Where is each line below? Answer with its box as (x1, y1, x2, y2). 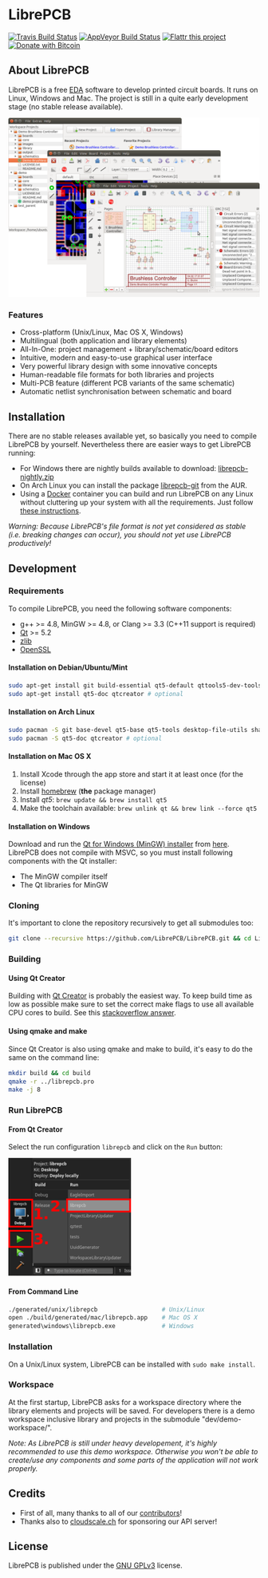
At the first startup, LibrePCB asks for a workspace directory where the (8, 1397, 242, 1406)
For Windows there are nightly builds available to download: (19, 464, 217, 473)
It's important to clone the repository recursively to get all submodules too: (8, 918, 254, 927)
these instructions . (19, 506, 81, 516)
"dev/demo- (202, 1414, 242, 1424)
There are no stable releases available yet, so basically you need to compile (8, 431, 258, 441)
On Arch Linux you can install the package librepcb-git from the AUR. (19, 481, 247, 490)
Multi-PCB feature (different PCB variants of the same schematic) (19, 378, 235, 388)
